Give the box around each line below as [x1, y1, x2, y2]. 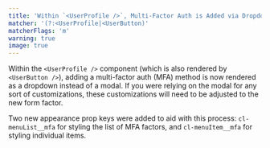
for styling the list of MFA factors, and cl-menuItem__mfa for [57, 122, 253, 132]
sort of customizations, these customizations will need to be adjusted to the [8, 89, 259, 99]
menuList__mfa [8, 124, 56, 132]
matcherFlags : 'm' [8, 27, 70, 35]
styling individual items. [8, 130, 87, 141]
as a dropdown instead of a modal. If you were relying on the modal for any [8, 81, 257, 91]
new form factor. [8, 98, 63, 108]
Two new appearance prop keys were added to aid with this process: [8, 113, 237, 123]
